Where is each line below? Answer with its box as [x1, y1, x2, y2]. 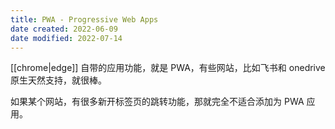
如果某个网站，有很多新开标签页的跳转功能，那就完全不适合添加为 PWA [10, 96, 305, 108]
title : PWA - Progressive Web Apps [10, 14, 159, 25]
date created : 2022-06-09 [10, 24, 118, 34]
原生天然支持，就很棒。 [10, 74, 107, 86]
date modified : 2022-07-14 [10, 33, 123, 43]
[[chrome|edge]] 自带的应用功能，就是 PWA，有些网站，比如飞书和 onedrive [10, 62, 326, 74]
